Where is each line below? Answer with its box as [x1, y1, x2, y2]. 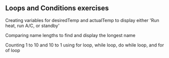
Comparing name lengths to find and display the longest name [5, 32, 136, 38]
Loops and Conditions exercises [5, 4, 109, 12]
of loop [5, 47, 20, 53]
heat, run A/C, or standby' [5, 22, 60, 28]
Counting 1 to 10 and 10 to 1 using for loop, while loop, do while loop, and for [5, 42, 164, 48]
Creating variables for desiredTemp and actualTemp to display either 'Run [5, 17, 160, 23]
